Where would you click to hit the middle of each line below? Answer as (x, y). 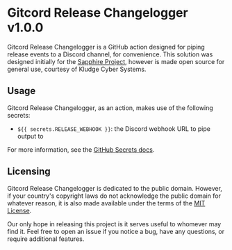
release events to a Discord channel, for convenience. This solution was (110, 54)
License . (19, 210)
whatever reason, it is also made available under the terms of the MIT (106, 203)
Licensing (29, 172)
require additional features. (46, 239)
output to (30, 136)
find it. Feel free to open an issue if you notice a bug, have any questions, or (116, 231)
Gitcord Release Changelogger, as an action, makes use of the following (110, 108)
